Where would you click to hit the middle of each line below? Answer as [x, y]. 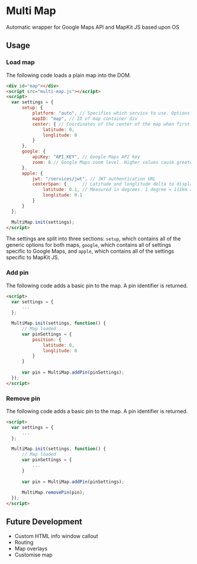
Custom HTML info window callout [56, 536]
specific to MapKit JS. [33, 257]
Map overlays [31, 548]
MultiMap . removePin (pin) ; [53, 493]
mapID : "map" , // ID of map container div [85, 119]
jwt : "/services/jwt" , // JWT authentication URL [94, 179]
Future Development [44, 522]
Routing [24, 542]
